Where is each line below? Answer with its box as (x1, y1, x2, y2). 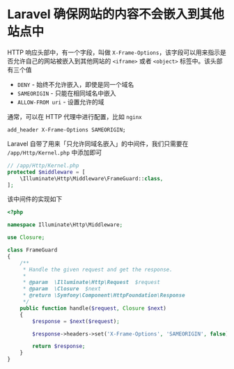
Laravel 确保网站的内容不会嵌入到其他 (7, 6, 225, 22)
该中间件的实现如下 (7, 195, 63, 203)
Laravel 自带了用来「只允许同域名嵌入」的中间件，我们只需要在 (7, 139, 189, 148)
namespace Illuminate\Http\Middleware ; (7, 221, 123, 228)
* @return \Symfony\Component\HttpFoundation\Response (22, 292, 186, 299)
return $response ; (32, 343, 86, 350)
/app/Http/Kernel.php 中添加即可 (7, 148, 102, 157)
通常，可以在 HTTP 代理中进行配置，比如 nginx (7, 112, 143, 120)
